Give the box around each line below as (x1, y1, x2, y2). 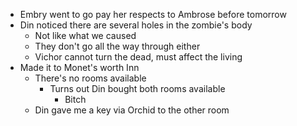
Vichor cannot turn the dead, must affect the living (34, 51, 243, 63)
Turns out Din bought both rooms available (49, 83, 226, 94)
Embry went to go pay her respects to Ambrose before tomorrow (19, 9, 287, 20)
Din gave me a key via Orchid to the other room (34, 104, 230, 116)
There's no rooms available (34, 72, 147, 84)
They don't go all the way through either (34, 40, 201, 52)
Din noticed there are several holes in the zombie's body (19, 19, 253, 31)
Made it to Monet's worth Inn (19, 62, 140, 73)
